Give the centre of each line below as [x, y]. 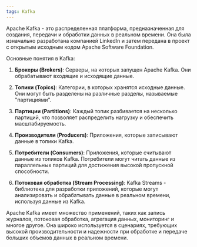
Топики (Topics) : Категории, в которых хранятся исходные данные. [100, 87]
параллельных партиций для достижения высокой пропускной [94, 165]
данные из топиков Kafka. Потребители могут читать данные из [95, 158]
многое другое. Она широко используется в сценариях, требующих [92, 225]
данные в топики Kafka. [44, 141]
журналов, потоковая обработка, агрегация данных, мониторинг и [90, 219]
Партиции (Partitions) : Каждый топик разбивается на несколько [96, 111]
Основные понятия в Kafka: [41, 58]
